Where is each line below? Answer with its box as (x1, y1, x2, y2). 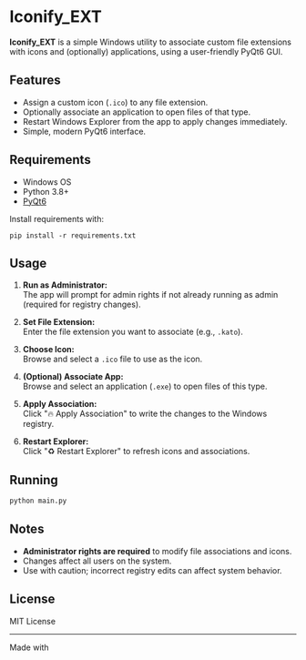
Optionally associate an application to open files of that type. (22, 107, 251, 117)
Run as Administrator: (22, 279, 107, 290)
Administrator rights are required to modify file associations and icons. (22, 545, 292, 556)
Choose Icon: (22, 344, 75, 355)
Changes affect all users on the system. (22, 555, 172, 566)
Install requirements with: (9, 213, 105, 224)
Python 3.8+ (22, 186, 70, 197)
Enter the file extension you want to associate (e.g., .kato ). (22, 326, 243, 338)
